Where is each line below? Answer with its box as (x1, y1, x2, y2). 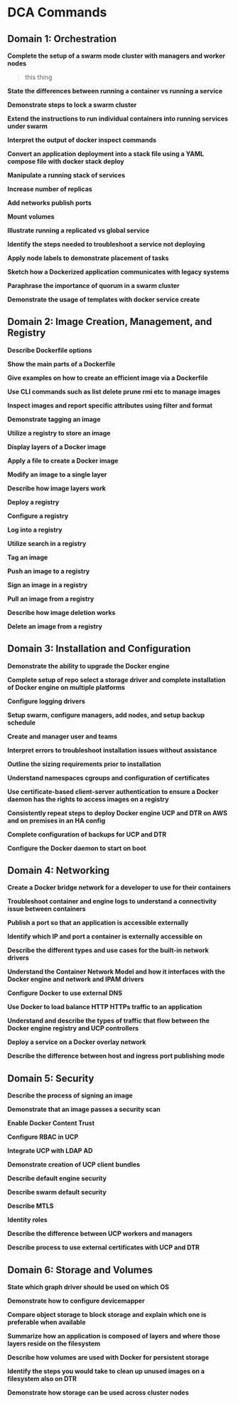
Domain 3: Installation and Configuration (7, 643, 191, 655)
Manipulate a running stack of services (7, 171, 126, 179)
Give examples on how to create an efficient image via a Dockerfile (7, 373, 208, 382)
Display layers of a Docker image (7, 443, 107, 451)
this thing (24, 73, 53, 81)
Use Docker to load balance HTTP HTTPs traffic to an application (7, 1003, 202, 1011)
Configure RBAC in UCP (7, 1132, 79, 1141)
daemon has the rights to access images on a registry (7, 795, 169, 803)
